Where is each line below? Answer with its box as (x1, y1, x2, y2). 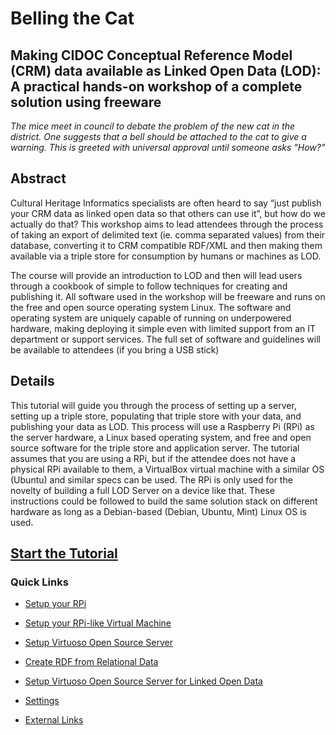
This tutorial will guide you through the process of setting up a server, (10, 399, 297, 411)
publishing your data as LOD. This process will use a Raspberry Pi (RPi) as (10, 420, 315, 432)
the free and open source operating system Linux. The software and (10, 301, 292, 313)
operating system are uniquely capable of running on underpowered (10, 312, 292, 324)
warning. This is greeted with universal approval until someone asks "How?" (10, 142, 326, 153)
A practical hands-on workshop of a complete (10, 78, 303, 95)
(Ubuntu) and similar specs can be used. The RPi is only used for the (10, 473, 293, 486)
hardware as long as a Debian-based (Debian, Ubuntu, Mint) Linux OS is (10, 505, 307, 517)
